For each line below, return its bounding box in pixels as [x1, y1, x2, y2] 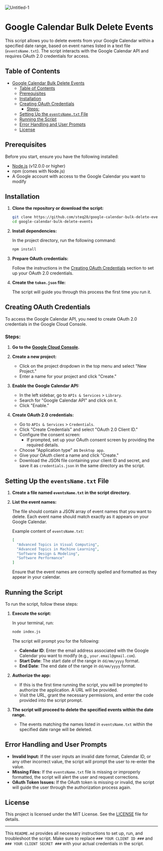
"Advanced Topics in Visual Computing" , [16, 542, 99, 547]
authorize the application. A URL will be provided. [19, 687, 118, 693]
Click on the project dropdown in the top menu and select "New [19, 363, 147, 369]
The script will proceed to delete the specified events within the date [12, 707, 154, 713]
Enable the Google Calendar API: [12, 383, 80, 389]
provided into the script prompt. [19, 697, 83, 703]
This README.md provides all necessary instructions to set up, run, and [5, 831, 143, 836]
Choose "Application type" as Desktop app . [19, 447, 105, 453]
